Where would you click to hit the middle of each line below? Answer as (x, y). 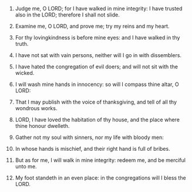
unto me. (26, 166)
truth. (22, 44)
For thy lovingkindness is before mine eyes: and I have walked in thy (97, 37)
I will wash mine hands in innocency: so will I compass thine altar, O (97, 84)
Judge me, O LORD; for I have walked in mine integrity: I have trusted (99, 9)
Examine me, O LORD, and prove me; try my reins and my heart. (92, 26)
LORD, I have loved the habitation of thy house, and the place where (97, 120)
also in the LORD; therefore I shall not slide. (67, 15)
